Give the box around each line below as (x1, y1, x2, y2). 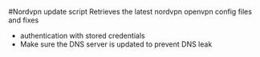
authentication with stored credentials (19, 31, 146, 40)
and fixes (8, 15, 39, 25)
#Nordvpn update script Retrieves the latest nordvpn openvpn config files (8, 7, 253, 16)
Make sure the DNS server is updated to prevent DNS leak (19, 39, 213, 49)
